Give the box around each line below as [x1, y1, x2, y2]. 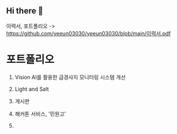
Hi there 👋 [6, 6, 44, 16]
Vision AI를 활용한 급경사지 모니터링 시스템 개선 [14, 74, 126, 81]
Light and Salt [14, 85, 49, 92]
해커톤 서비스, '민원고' [14, 110, 67, 117]
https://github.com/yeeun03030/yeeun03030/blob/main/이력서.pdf [6, 30, 171, 37]
